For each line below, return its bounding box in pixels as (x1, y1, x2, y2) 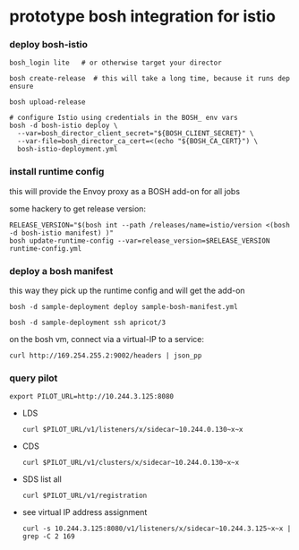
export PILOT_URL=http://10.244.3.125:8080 (9, 392, 175, 401)
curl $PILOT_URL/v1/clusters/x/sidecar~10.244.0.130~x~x (21, 459, 240, 468)
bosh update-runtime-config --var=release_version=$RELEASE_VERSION (9, 236, 270, 245)
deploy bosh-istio (9, 39, 88, 51)
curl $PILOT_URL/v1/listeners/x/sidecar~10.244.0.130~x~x (21, 425, 243, 434)
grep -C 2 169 (21, 532, 75, 541)
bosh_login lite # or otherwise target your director (9, 58, 222, 68)
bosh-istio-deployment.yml (17, 145, 118, 154)
